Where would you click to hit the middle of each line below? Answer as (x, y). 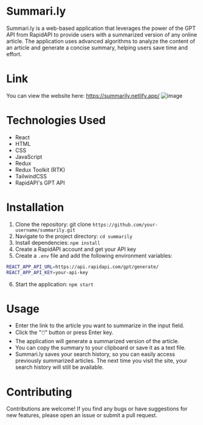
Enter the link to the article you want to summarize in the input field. (100, 325)
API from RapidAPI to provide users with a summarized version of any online (102, 34)
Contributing (39, 392)
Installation (35, 207)
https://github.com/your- (125, 225)
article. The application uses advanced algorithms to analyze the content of (101, 41)
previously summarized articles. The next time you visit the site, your (101, 361)
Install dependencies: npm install (57, 242)
